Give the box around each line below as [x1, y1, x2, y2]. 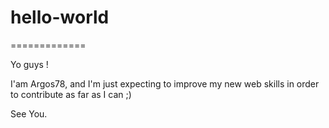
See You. [10, 107, 48, 120]
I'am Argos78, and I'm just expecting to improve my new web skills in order [10, 77, 320, 90]
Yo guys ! [10, 58, 49, 70]
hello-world [10, 6, 110, 29]
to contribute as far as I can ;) [10, 88, 132, 100]
